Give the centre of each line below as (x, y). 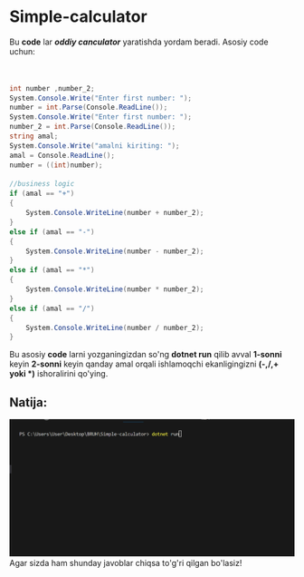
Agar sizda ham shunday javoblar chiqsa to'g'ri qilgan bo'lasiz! (126, 562)
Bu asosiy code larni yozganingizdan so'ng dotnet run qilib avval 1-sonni (146, 355)
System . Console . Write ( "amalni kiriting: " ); (95, 146)
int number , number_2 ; (52, 88)
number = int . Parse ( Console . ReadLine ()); (89, 108)
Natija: (28, 402)
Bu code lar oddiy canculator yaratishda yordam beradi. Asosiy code (139, 42)
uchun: (23, 51)
